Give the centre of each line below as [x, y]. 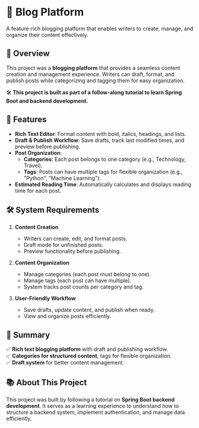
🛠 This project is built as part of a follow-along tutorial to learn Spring [94, 92]
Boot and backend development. [47, 101]
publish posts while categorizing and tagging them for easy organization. [96, 80]
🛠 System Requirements [53, 210]
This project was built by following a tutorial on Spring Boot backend [91, 400]
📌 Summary [28, 335]
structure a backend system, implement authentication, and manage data [96, 412]
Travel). [33, 165]
